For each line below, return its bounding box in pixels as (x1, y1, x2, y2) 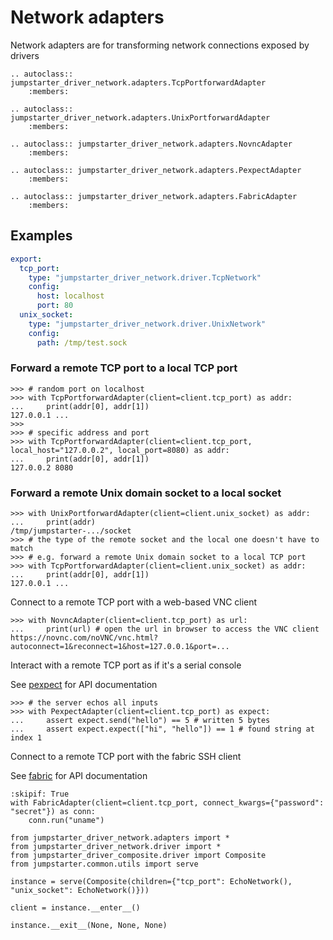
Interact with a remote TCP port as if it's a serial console (10, 659, 242, 671)
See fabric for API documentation (10, 770, 148, 782)
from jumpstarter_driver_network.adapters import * (10, 833, 230, 843)
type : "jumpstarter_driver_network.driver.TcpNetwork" (28, 272, 262, 283)
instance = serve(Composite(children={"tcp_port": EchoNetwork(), (10, 877, 293, 887)
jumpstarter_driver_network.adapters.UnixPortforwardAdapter (10, 112, 271, 123)
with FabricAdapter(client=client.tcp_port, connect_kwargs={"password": (10, 798, 325, 808)
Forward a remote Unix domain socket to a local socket (10, 486, 282, 500)
